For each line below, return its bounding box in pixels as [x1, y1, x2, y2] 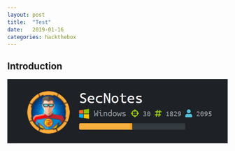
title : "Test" [7, 18, 52, 26]
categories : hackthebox [7, 34, 77, 41]
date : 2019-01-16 [7, 26, 64, 33]
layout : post [7, 11, 45, 18]
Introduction [7, 60, 63, 72]
